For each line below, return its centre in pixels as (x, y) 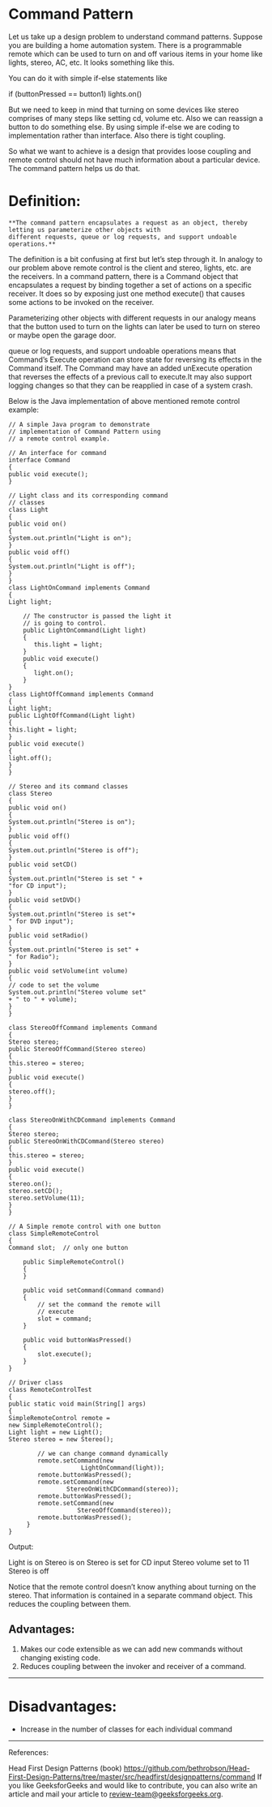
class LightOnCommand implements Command (79, 588)
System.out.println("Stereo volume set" (78, 992)
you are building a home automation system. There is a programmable (125, 45)
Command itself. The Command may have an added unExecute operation (130, 368)
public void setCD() (43, 865)
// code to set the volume (54, 985)
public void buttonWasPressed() (77, 1340)
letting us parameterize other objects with (85, 230)
